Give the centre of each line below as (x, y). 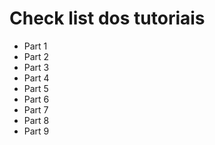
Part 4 (36, 78)
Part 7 (36, 109)
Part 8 (36, 120)
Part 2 (36, 56)
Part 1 (35, 46)
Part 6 (36, 99)
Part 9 (36, 131)
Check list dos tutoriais (107, 18)
